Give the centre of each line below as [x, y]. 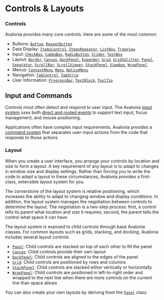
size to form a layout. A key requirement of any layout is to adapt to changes [82, 166]
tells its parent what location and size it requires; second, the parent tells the [82, 212]
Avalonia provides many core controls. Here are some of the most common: [81, 34]
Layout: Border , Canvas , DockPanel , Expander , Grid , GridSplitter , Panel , [83, 60]
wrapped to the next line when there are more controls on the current [82, 278]
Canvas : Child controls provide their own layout [59, 252]
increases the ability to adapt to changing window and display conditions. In [82, 196]
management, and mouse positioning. [43, 118]
